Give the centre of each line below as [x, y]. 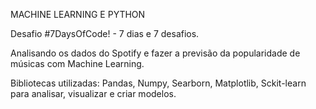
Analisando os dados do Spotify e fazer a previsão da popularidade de [155, 53]
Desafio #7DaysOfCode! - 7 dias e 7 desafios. [105, 33]
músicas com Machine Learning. [77, 63]
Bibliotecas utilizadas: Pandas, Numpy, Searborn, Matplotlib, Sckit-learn [158, 83]
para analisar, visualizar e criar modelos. [93, 93]
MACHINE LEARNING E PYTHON [78, 14]
